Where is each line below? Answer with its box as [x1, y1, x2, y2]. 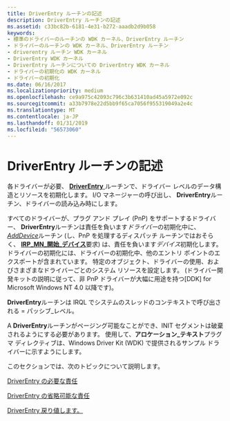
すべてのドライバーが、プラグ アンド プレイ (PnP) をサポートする [7, 214, 192, 222]
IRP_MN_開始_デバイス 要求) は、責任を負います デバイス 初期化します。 [20, 240, 222, 249]
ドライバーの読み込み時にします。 [25, 199, 122, 208]
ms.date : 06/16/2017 [7, 81, 67, 88]
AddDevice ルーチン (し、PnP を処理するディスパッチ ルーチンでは [7, 231, 196, 240]
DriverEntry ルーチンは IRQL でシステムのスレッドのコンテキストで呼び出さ [7, 298, 222, 307]
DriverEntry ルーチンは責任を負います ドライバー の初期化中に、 [20, 223, 200, 231]
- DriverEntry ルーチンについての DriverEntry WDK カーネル [7, 62, 171, 69]
